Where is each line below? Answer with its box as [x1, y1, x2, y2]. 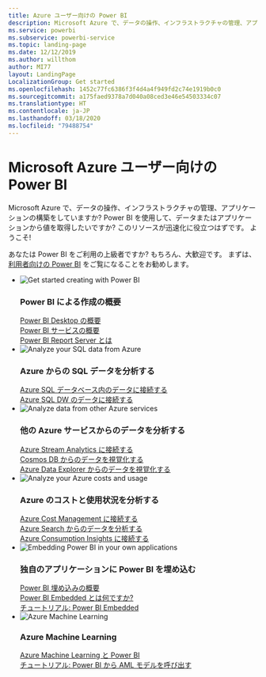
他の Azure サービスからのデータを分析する [19, 425, 186, 436]
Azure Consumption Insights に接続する [19, 533, 150, 543]
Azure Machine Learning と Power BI [19, 650, 140, 660]
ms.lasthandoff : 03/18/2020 [8, 115, 101, 123]
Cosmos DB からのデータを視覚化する [19, 454, 144, 463]
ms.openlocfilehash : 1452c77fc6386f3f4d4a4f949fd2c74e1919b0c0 [8, 85, 222, 93]
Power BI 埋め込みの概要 [19, 583, 101, 593]
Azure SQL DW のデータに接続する [19, 395, 133, 404]
